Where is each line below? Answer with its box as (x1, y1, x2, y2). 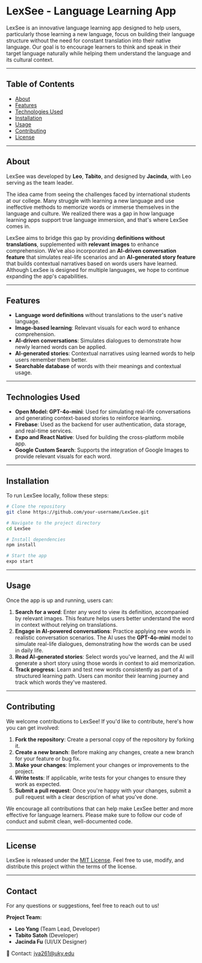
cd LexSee (6, 525, 31, 532)
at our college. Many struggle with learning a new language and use (6, 197, 174, 204)
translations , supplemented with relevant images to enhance (6, 241, 159, 248)
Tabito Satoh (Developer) (14, 932, 79, 939)
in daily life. (14, 647, 44, 654)
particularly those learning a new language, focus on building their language (6, 30, 195, 37)
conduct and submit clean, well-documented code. (6, 817, 133, 825)
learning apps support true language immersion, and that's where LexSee (6, 216, 189, 223)
